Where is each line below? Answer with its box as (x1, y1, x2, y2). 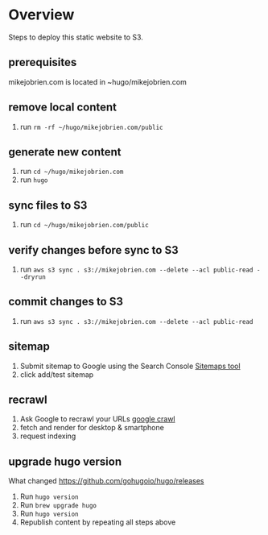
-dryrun (19, 273, 46, 281)
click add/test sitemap (19, 369, 94, 379)
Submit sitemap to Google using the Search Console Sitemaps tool (19, 361, 241, 371)
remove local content (8, 101, 117, 114)
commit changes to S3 (8, 295, 123, 309)
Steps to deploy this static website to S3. (8, 32, 143, 42)
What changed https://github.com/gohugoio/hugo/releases (8, 476, 204, 486)
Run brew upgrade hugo (19, 500, 97, 510)
